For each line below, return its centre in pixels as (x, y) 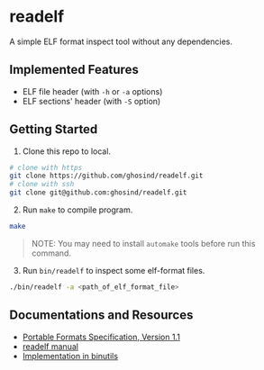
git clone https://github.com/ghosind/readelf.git (106, 176)
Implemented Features (74, 70)
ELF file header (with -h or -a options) (92, 91)
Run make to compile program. (77, 210)
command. (51, 253)
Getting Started (54, 129)
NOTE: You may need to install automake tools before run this (143, 243)
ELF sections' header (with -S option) (91, 101)
